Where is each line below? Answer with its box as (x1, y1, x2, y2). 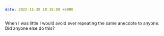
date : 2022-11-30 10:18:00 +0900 (5, 7, 74, 12)
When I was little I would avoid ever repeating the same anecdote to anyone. (5, 20, 160, 26)
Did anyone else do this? (5, 25, 55, 31)
